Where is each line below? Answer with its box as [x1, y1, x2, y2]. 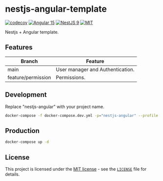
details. [5, 171, 20, 177]
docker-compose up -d [5, 139, 49, 145]
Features [5, 43, 33, 52]
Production [5, 126, 40, 135]
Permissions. [56, 74, 85, 81]
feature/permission [7, 74, 51, 81]
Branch [20, 58, 38, 65]
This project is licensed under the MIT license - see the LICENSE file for [5, 166, 147, 172]
